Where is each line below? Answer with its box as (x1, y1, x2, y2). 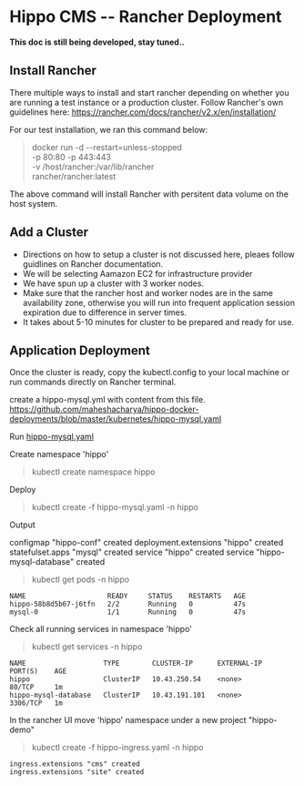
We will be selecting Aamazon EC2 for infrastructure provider (22, 268, 253, 279)
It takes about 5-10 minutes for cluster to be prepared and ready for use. (22, 316, 294, 327)
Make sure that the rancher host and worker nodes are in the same (22, 287, 273, 298)
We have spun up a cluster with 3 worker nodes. (22, 278, 205, 289)
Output (9, 519, 35, 530)
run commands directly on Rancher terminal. (9, 376, 177, 388)
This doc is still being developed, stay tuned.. (9, 36, 185, 47)
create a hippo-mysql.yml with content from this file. (9, 394, 207, 405)
